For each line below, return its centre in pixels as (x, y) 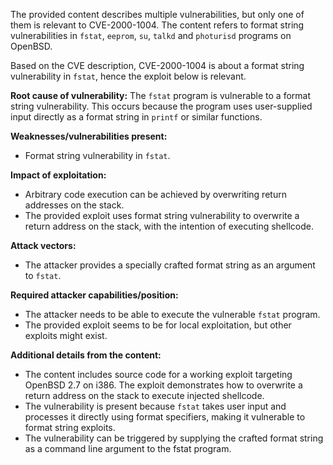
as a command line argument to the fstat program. (128, 448)
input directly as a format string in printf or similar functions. (136, 117)
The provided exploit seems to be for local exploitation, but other (158, 325)
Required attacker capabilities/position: (94, 295)
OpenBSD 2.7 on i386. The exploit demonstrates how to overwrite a (163, 385)
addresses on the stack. (74, 205)
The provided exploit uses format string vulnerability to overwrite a (162, 215)
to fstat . (43, 275)
